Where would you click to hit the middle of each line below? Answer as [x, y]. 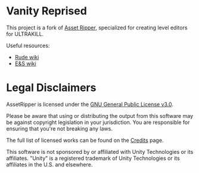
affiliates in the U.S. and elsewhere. [49, 164]
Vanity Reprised [47, 11]
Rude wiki [27, 57]
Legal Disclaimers [51, 88]
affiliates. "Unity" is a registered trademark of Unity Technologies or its [93, 158]
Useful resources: [28, 45]
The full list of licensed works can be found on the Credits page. [85, 140]
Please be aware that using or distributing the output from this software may [100, 116]
